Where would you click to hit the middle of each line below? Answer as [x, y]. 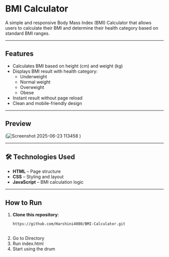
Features [19, 54]
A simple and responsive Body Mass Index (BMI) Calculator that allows [78, 23]
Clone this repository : [36, 215]
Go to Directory [28, 238]
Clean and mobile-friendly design [47, 103]
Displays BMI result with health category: [55, 71]
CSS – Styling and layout [38, 177]
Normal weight [35, 82]
